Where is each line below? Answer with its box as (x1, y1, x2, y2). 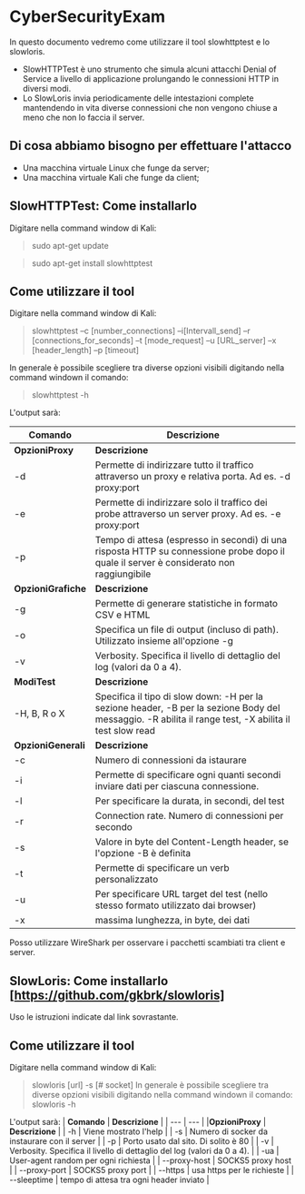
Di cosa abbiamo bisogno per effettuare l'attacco (9, 138, 292, 153)
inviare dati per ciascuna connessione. (94, 780, 260, 793)
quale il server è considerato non (94, 557, 235, 569)
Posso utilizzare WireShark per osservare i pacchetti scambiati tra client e (9, 937, 286, 948)
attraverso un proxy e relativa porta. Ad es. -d (94, 470, 290, 483)
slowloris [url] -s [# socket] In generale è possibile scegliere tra (31, 1080, 270, 1090)
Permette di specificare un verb (94, 862, 230, 874)
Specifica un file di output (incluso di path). (94, 624, 279, 636)
